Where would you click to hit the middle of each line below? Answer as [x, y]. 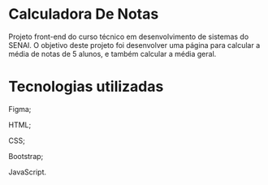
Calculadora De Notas [84, 14]
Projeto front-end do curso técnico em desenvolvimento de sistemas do [129, 37]
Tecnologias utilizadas [86, 87]
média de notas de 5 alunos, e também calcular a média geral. [112, 54]
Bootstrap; [26, 156]
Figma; [20, 109]
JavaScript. [28, 172]
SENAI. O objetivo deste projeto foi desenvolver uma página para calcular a [134, 45]
